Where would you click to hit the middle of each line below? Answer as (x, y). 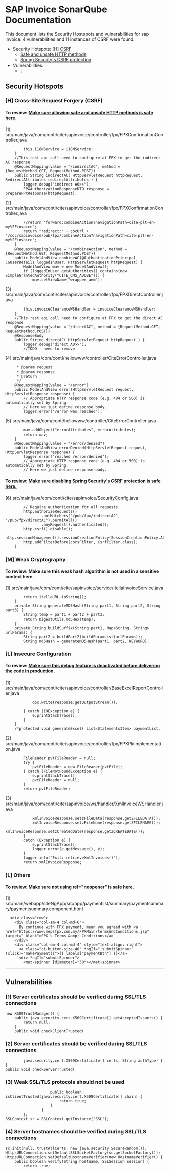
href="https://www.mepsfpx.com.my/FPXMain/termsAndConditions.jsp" (77, 932)
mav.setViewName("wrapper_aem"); (67, 280)
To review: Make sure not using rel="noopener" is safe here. (70, 887)
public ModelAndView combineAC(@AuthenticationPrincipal (75, 258)
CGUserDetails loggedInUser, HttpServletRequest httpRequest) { (74, 262)
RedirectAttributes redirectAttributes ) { (52, 180)
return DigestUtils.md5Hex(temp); (59, 619)
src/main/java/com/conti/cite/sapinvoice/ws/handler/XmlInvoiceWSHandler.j (84, 804)
